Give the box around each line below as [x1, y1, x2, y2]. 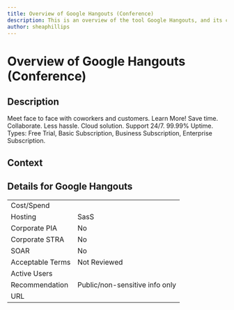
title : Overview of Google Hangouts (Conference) [7, 10, 155, 17]
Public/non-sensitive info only [77, 280, 176, 290]
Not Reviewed [77, 257, 123, 267]
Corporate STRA [10, 235, 65, 244]
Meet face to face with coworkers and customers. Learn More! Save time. [7, 115, 219, 123]
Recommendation [10, 280, 68, 290]
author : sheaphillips [7, 23, 70, 30]
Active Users [10, 268, 53, 278]
